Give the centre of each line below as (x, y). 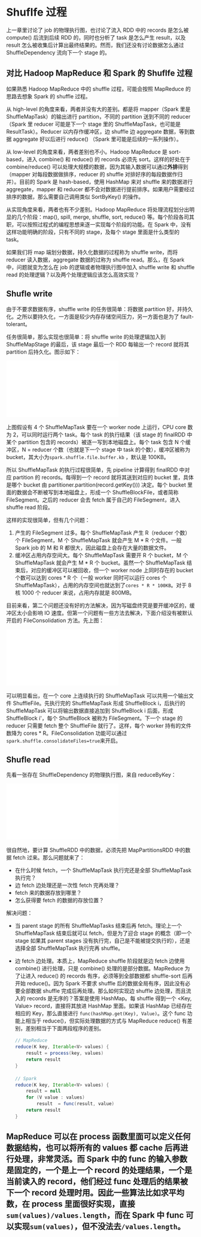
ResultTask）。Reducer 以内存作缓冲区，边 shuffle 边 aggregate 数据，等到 (98, 131)
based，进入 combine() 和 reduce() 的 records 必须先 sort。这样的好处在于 (98, 159)
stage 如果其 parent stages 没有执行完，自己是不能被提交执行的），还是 (102, 941)
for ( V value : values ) (56, 1097)
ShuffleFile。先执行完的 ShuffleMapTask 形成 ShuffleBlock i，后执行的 (99, 703)
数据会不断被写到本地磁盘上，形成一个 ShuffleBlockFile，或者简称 (98, 492)
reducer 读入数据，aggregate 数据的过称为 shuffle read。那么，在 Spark (95, 260)
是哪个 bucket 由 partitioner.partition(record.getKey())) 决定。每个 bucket (96, 485)
